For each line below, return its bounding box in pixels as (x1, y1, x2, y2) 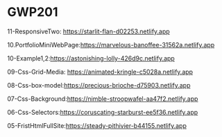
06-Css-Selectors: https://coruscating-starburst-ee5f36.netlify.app (7, 108, 198, 116)
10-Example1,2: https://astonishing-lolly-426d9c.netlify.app (7, 54, 175, 63)
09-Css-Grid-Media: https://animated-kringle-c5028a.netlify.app (7, 67, 193, 76)
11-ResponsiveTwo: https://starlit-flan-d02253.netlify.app (7, 27, 170, 35)
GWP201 (7, 4, 58, 20)
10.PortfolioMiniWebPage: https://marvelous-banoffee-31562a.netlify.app (7, 40, 215, 49)
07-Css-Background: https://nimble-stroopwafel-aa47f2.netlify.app (7, 95, 198, 103)
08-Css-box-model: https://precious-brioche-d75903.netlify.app (7, 81, 191, 89)
